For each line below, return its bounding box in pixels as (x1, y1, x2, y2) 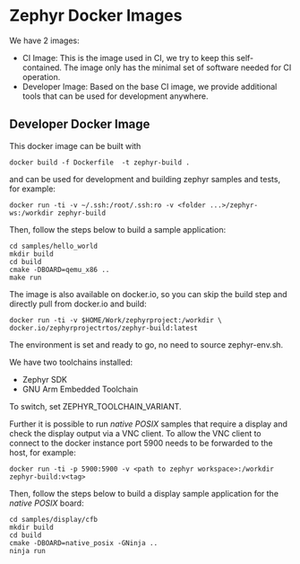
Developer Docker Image (9, 117, 150, 132)
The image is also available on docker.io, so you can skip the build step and (9, 288, 288, 299)
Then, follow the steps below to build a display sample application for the (9, 488, 279, 498)
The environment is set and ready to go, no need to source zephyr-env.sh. (9, 339, 284, 350)
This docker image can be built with (9, 140, 141, 151)
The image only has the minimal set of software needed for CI (64, 62, 292, 73)
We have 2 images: (9, 35, 80, 46)
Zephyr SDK (21, 374, 67, 384)
